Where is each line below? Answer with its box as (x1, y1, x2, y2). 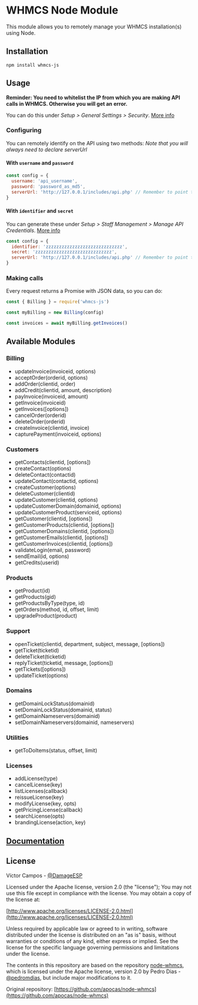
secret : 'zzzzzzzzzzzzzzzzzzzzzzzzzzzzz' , (11, 249, 117, 255)
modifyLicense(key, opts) (14, 800, 77, 807)
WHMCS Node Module (6, 4, 118, 17)
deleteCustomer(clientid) (14, 490, 75, 497)
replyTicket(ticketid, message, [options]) (14, 659, 114, 666)
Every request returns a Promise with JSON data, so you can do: (6, 288, 163, 295)
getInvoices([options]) (14, 405, 69, 412)
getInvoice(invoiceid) (14, 399, 66, 406)
